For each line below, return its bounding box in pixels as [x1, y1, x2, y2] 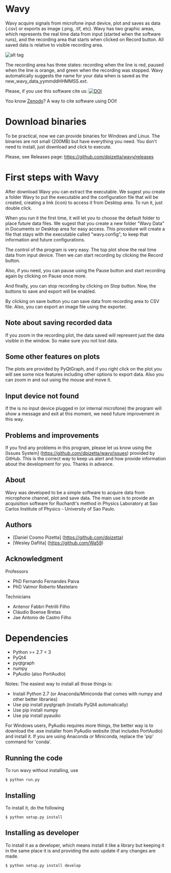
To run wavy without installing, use [5, 767, 79, 774]
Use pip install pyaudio [12, 713, 61, 719]
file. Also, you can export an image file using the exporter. [5, 303, 127, 310]
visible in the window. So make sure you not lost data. [5, 337, 118, 343]
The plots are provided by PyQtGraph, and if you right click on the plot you [5, 366, 162, 372]
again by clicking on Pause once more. [5, 273, 87, 279]
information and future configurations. [5, 236, 86, 242]
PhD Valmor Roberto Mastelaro [12, 583, 78, 590]
